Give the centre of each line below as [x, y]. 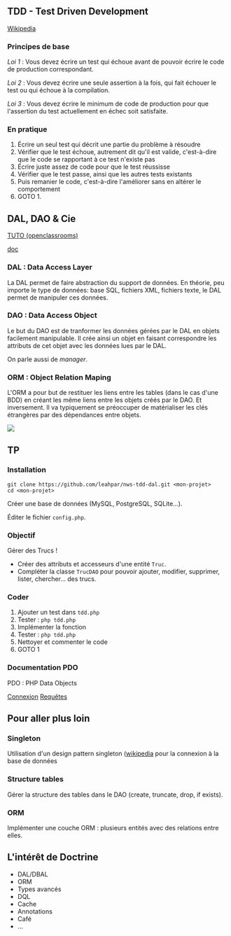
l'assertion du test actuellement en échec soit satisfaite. [87, 111]
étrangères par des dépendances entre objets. [74, 415]
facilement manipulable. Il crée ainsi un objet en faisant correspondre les [112, 338]
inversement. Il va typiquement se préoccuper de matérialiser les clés [108, 407]
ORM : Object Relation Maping [59, 377]
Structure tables [36, 779]
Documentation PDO [43, 668]
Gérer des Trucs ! [33, 551]
